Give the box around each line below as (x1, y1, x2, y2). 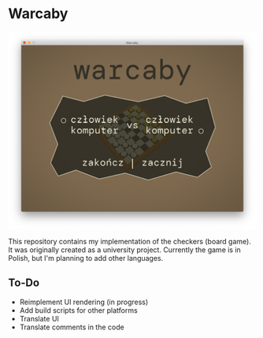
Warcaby (8, 5, 69, 23)
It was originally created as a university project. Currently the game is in (8, 245, 242, 254)
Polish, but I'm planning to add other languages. (8, 254, 164, 263)
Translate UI (19, 314, 59, 323)
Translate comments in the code (19, 322, 124, 332)
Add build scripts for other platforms (19, 305, 138, 315)
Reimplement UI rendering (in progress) (19, 297, 149, 306)
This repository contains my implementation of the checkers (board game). (8, 237, 252, 247)
